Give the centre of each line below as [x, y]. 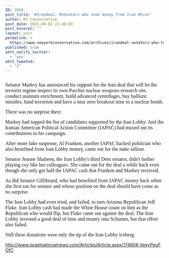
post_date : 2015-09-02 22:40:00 [39, 24]
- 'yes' [18, 57]
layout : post [19, 33]
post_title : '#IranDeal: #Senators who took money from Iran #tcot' [78, 15]
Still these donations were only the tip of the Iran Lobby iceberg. [70, 235]
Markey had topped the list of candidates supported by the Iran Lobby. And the [84, 122]
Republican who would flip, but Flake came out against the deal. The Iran [79, 213]
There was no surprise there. [34, 112]
